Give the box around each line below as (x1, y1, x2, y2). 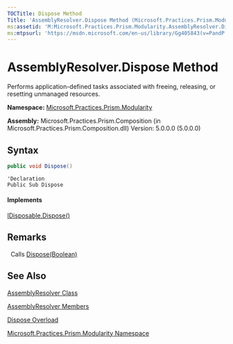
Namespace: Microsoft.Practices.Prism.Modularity (7, 104, 153, 112)
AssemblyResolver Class (7, 288, 78, 297)
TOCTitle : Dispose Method (7, 10, 82, 17)
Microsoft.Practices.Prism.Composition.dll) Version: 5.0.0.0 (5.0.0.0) (7, 124, 201, 133)
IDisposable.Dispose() (7, 211, 71, 220)
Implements (7, 196, 43, 204)
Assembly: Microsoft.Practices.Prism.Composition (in (7, 117, 161, 125)
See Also (7, 270, 46, 282)
